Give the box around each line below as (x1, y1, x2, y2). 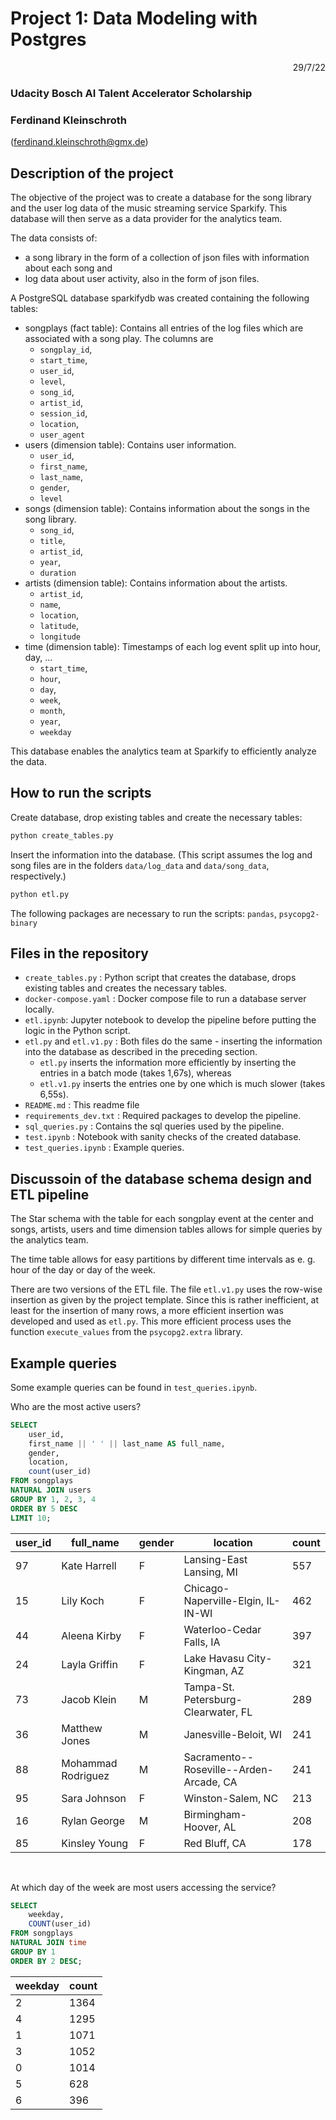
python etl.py (10, 889, 70, 899)
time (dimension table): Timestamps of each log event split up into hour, (24, 640, 322, 652)
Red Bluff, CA (183, 1836, 247, 1850)
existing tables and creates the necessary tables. (24, 982, 228, 994)
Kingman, (183, 1663, 229, 1677)
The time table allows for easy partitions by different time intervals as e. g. (10, 1253, 316, 1266)
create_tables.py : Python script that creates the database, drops (24, 972, 297, 984)
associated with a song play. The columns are (24, 332, 214, 344)
